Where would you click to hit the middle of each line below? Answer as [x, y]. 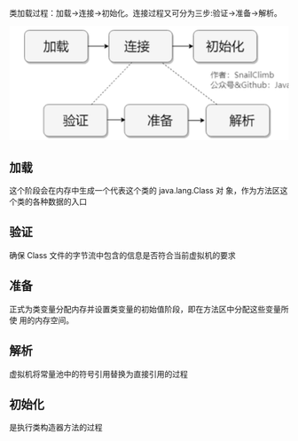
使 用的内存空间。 [41, 320]
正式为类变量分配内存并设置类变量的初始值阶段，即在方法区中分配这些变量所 [149, 309]
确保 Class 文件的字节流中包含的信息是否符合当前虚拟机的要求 [123, 255]
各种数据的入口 [59, 201]
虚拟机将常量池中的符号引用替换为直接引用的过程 [98, 374]
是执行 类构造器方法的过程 [56, 428]
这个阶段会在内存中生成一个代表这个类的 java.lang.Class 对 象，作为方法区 [145, 191]
